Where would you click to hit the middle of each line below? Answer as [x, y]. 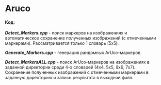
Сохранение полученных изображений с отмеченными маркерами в [77, 72]
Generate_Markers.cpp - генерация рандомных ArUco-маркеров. [73, 53]
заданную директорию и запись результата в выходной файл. [69, 78]
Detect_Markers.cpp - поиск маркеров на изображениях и [66, 33]
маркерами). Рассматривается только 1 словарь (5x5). [62, 43]
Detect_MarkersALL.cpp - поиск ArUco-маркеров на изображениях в [77, 62]
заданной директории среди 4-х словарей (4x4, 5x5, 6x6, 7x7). [70, 67]
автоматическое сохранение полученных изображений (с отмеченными [80, 38]
